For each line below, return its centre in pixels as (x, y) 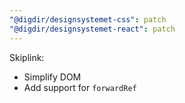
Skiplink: (27, 57)
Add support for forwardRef (80, 87)
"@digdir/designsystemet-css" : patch (88, 19)
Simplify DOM (52, 77)
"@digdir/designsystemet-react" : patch (92, 29)
